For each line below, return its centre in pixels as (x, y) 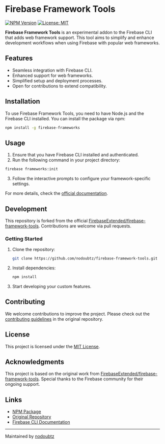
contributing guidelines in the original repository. (54, 319)
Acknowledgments (35, 362)
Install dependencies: (34, 268)
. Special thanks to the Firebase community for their (91, 379)
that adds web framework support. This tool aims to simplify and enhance (80, 37)
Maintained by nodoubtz (30, 436)
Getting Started (24, 239)
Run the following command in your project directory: (66, 160)
